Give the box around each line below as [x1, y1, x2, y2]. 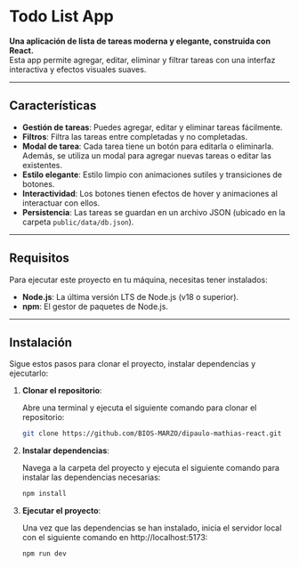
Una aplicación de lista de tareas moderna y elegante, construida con [9, 36, 271, 46]
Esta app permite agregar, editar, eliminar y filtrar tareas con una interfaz [9, 54, 276, 65]
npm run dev [21, 549, 67, 558]
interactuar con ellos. [21, 198, 101, 208]
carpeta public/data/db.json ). [21, 216, 134, 227]
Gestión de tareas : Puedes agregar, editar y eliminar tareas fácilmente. [21, 122, 283, 133]
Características [9, 98, 97, 113]
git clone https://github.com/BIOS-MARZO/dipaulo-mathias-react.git [21, 429, 282, 438]
